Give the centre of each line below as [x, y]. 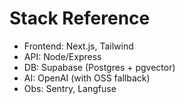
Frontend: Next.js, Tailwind [78, 46]
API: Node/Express [62, 56]
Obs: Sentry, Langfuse [70, 88]
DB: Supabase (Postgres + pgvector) [99, 67]
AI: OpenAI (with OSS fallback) [87, 78]
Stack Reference [80, 18]
